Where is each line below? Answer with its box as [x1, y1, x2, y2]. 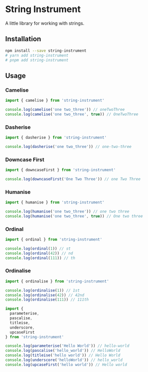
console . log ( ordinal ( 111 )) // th [5, 255, 76, 260]
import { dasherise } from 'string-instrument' [5, 135, 107, 140]
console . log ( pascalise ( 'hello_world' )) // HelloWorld [5, 348, 121, 353]
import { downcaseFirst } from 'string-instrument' [5, 168, 116, 173]
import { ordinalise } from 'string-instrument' [5, 278, 109, 284]
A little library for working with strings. [5, 20, 85, 26]
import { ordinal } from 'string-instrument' [5, 237, 102, 242]
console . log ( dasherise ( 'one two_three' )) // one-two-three [5, 144, 132, 149]
